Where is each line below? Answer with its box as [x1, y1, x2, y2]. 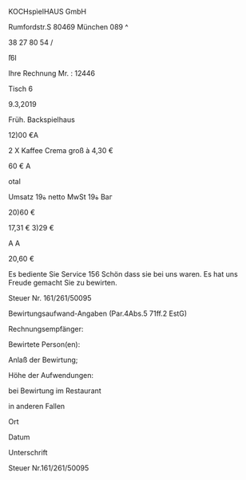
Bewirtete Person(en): [8, 340, 81, 349]
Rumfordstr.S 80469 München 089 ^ [8, 22, 129, 31]
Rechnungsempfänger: [8, 325, 84, 333]
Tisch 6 [8, 84, 34, 93]
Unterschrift [8, 448, 48, 457]
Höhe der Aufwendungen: [8, 371, 94, 380]
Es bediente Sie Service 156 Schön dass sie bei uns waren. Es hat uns [8, 270, 238, 278]
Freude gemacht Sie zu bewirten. [8, 278, 117, 287]
